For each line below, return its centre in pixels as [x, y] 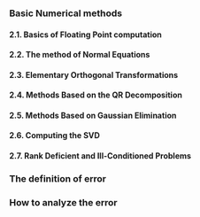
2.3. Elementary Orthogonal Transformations [94, 74]
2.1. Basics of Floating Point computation [85, 35]
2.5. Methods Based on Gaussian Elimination [93, 115]
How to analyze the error [63, 202]
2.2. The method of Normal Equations [80, 55]
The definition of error [58, 178]
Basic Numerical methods [65, 13]
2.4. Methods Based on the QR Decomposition [96, 95]
